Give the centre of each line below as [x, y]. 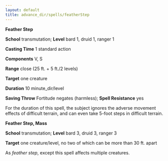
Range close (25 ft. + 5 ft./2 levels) [42, 69]
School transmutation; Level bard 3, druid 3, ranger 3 [61, 133]
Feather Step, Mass [26, 123]
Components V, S [24, 58]
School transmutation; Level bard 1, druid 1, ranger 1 [60, 39]
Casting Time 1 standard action [38, 49]
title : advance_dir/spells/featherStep [47, 15]
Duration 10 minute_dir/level [35, 88]
